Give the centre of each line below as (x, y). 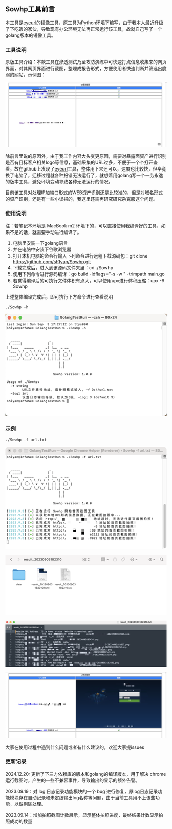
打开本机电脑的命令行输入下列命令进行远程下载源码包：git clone (80, 256)
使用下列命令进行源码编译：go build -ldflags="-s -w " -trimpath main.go (89, 274)
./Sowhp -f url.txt (26, 440)
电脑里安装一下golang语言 (40, 243)
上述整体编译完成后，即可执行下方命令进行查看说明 (59, 296)
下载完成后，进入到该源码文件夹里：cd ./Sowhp (63, 267)
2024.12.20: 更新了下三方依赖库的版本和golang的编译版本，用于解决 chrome (86, 774)
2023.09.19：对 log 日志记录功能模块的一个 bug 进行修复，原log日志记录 (82, 791)
